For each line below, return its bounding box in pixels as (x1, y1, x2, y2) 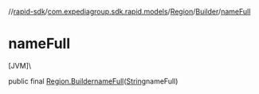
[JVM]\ (8, 61, 32, 70)
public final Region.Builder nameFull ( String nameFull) (8, 76, 179, 86)
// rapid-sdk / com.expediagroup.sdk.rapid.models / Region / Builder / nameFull (8, 7, 251, 16)
